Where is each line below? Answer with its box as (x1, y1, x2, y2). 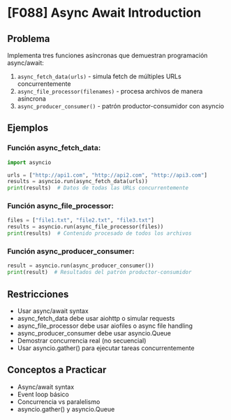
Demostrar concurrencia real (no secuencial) (17, 336, 147, 345)
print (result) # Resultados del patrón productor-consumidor (7, 269, 192, 276)
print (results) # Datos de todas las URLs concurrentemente (7, 184, 189, 191)
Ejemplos (7, 122, 49, 134)
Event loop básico (17, 390, 70, 398)
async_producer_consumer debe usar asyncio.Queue (17, 328, 171, 337)
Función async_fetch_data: (7, 143, 101, 153)
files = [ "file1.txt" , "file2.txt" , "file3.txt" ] (7, 217, 155, 224)
